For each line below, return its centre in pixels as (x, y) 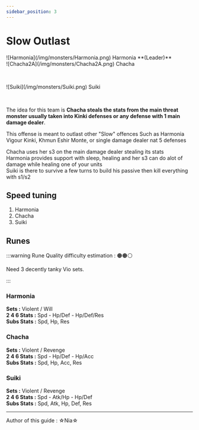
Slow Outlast (38, 41)
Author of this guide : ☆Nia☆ (42, 421)
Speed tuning (32, 195)
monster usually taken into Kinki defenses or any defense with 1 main (93, 116)
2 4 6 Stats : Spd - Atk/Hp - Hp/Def (49, 397)
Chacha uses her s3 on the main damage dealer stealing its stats (85, 151)
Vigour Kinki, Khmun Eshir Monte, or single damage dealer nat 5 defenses (96, 140)
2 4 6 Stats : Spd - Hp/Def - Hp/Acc (50, 356)
